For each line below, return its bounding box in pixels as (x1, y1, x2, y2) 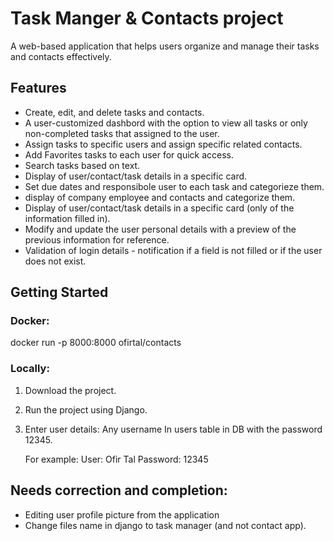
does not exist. (24, 255, 87, 267)
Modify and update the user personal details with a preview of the (24, 223, 297, 235)
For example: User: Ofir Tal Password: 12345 (24, 453, 209, 465)
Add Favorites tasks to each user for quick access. (24, 148, 235, 161)
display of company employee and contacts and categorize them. (24, 191, 296, 203)
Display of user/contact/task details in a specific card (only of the (24, 202, 295, 214)
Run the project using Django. (24, 403, 148, 416)
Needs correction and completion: (10, 482, 228, 499)
